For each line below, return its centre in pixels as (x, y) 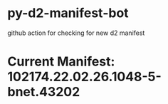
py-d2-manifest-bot (68, 13)
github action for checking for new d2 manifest (76, 33)
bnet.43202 (44, 92)
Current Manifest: (61, 62)
